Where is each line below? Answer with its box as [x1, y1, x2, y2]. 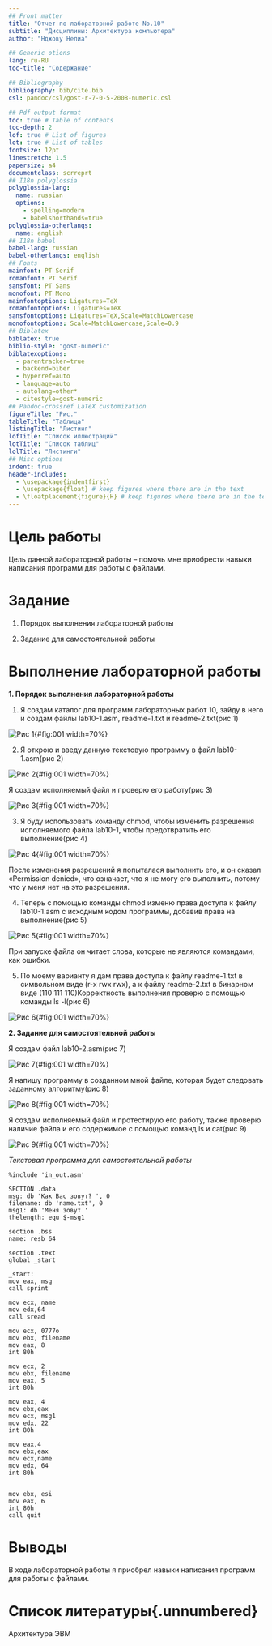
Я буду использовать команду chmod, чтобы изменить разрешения [19, 816, 255, 826]
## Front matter [8, 11, 63, 20]
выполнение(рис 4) [19, 833, 87, 843]
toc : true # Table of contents [8, 116, 114, 124]
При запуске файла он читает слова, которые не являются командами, [8, 946, 255, 956]
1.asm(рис [19, 753, 55, 763]
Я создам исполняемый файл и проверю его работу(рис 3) [8, 785, 213, 794]
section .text [8, 1249, 57, 1257]
